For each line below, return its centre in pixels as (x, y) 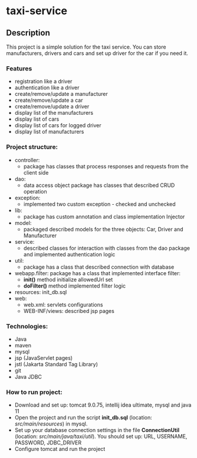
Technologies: (27, 326)
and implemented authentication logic (69, 254)
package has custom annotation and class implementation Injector (104, 217)
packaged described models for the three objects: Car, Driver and (104, 229)
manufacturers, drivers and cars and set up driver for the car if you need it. (97, 53)
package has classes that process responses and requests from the (106, 166)
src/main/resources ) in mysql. (51, 424)
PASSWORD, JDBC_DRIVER (48, 443)
